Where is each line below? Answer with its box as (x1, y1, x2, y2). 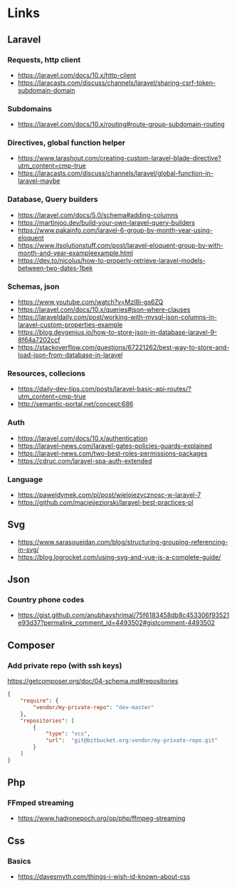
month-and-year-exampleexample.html (17, 248, 134, 257)
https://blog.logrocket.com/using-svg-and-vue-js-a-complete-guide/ (17, 552, 221, 561)
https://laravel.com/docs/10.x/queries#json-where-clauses (17, 305, 191, 314)
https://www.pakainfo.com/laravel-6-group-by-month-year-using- (17, 226, 214, 234)
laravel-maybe (17, 177, 60, 185)
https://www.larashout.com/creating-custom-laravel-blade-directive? (17, 154, 222, 162)
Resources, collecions (7, 368, 86, 378)
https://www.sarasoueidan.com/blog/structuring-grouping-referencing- (17, 537, 228, 546)
